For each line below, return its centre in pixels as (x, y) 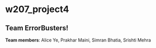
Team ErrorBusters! (37, 28)
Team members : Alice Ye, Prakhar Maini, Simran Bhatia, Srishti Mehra (78, 40)
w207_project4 (37, 9)
